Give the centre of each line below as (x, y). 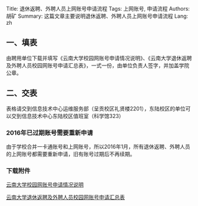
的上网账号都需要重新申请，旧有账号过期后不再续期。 (71, 154)
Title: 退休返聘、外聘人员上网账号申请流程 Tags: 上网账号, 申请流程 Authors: (98, 9)
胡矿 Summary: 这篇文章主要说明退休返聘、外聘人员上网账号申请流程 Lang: (97, 16)
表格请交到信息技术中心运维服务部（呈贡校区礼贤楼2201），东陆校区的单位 (96, 109)
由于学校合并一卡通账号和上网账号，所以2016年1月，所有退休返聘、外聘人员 (98, 146)
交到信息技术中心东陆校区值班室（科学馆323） (67, 116)
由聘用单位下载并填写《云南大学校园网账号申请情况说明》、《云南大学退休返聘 (99, 58)
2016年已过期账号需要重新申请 (49, 133)
